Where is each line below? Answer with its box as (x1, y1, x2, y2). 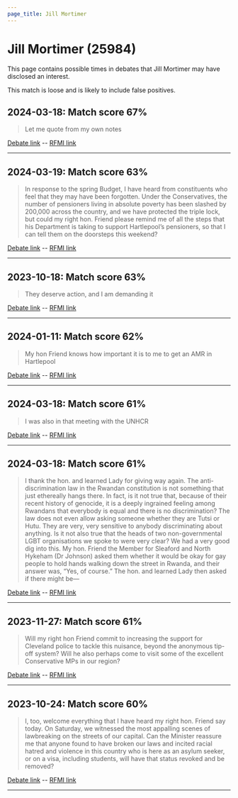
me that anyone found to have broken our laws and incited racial (24, 739, 212, 748)
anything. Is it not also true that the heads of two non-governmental (24, 529, 222, 538)
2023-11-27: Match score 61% (7, 615, 143, 628)
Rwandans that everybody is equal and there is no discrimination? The (24, 506, 230, 515)
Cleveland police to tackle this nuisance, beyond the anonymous (24, 642, 213, 650)
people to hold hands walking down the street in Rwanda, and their (24, 560, 220, 568)
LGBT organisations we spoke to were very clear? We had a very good (24, 537, 230, 545)
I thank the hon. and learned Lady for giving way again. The (24, 477, 199, 485)
